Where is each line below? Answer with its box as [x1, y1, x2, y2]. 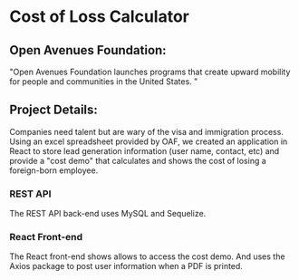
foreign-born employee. [9, 165, 99, 176]
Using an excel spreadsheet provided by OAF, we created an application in [9, 136, 288, 147]
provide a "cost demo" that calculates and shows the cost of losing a [9, 155, 267, 166]
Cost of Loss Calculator [9, 6, 190, 27]
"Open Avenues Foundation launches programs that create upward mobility [9, 66, 291, 77]
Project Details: [9, 102, 98, 118]
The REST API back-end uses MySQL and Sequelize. [9, 208, 207, 219]
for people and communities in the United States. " [9, 76, 198, 87]
